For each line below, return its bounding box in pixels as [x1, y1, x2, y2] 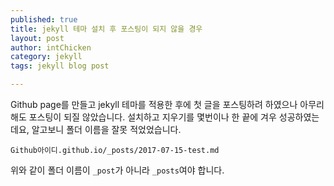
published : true [10, 14, 78, 25]
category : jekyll [10, 52, 83, 62]
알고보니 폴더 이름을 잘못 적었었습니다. [31, 124, 182, 135]
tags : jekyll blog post [10, 61, 110, 71]
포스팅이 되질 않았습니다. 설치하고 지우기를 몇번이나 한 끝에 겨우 [28, 111, 277, 123]
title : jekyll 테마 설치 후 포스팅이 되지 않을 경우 [10, 24, 203, 34]
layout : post [10, 33, 65, 43]
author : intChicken [10, 42, 92, 53]
